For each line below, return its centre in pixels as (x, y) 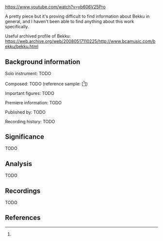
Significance (25, 137)
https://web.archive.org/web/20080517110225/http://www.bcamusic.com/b (80, 41)
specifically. (17, 27)
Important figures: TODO (30, 93)
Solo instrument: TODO (28, 74)
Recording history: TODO (30, 121)
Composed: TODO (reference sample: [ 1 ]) (47, 83)
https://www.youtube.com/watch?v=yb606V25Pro (55, 7)
